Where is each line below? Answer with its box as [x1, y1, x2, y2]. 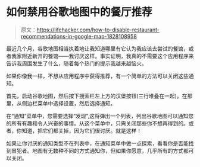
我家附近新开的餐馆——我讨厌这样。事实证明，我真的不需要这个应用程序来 [11, 52, 194, 59]
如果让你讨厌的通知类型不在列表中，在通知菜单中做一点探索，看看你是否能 [6, 140, 189, 147]
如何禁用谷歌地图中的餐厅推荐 [6, 5, 153, 19]
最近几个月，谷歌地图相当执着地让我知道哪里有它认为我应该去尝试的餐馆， [6, 45, 189, 52]
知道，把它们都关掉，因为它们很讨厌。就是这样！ [21, 127, 142, 134]
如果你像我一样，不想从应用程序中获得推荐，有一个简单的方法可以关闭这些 [6, 72, 189, 79]
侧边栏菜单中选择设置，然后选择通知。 [21, 99, 116, 107]
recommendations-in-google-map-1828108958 [20, 33, 137, 40]
